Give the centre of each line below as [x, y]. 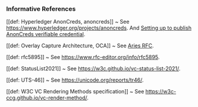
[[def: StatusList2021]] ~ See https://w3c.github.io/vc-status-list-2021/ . [93, 69]
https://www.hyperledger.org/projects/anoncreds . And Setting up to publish [99, 28]
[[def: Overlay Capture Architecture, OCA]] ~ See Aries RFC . [80, 46]
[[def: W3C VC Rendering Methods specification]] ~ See [75, 92]
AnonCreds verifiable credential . [46, 34]
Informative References [41, 9]
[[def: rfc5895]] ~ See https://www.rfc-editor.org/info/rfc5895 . [83, 57]
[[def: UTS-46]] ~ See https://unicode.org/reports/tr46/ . [75, 80]
